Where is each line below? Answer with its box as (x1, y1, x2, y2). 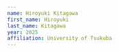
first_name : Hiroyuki (7, 16, 69, 23)
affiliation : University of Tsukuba (7, 35, 112, 42)
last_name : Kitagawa (7, 22, 67, 29)
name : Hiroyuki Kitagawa (7, 9, 78, 17)
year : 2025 (7, 28, 39, 36)
